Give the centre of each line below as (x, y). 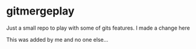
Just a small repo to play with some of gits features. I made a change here (98, 28)
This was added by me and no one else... (57, 39)
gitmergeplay (40, 11)
